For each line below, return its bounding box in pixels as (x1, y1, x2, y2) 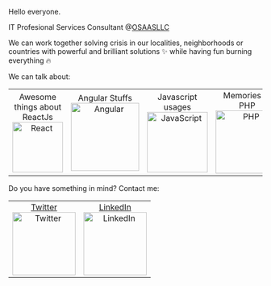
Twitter (31, 201, 58, 213)
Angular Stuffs (77, 93, 133, 103)
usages (163, 101, 192, 112)
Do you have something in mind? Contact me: (8, 184, 160, 193)
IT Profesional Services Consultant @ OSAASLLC (8, 23, 169, 31)
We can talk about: (8, 72, 71, 81)
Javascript (156, 91, 198, 102)
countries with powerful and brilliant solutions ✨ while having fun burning (8, 47, 252, 56)
